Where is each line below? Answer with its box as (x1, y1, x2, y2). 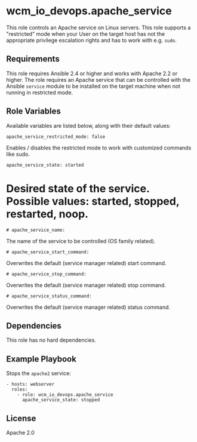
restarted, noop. (6, 207, 88, 220)
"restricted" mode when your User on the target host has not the (6, 30, 165, 37)
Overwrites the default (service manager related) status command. (6, 303, 171, 311)
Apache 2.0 (6, 429, 35, 436)
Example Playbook (6, 354, 76, 364)
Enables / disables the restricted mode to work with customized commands (6, 144, 192, 151)
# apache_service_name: (6, 227, 66, 233)
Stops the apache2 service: (6, 370, 72, 377)
